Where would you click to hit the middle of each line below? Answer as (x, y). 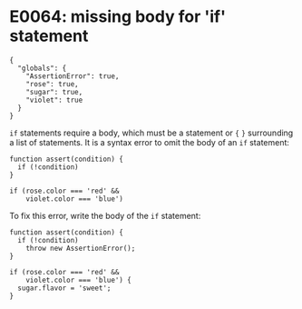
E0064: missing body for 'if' (118, 17)
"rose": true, (52, 84)
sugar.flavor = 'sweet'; (64, 288)
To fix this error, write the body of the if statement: (105, 215)
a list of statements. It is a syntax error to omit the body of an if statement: (150, 142)
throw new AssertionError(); (81, 248)
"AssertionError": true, (73, 76)
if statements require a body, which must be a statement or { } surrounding (151, 133)
